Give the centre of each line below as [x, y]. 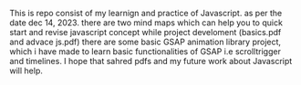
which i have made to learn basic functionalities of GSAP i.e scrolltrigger [145, 52]
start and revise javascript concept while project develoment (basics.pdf [145, 32]
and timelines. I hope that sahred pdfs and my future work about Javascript [151, 61]
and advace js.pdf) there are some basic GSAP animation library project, [145, 42]
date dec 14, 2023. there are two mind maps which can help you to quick [146, 23]
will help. [26, 71]
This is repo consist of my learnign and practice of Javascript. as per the [146, 13]
